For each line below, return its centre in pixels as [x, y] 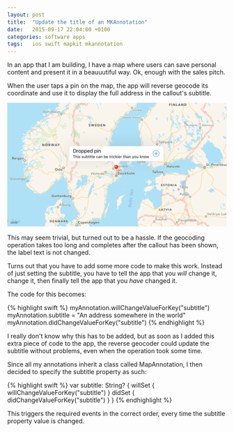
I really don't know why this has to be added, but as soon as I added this [111, 336]
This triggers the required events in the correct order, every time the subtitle [116, 413]
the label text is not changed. [49, 252]
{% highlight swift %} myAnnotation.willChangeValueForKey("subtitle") [109, 307]
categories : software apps [46, 37]
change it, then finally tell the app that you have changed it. [92, 280]
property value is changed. [46, 421]
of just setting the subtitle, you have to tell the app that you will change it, [112, 273]
